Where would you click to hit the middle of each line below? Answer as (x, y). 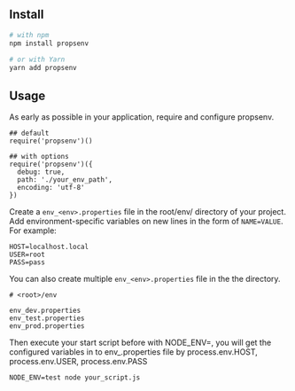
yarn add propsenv (43, 68)
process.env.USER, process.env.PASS (78, 361)
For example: (33, 231)
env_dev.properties (45, 310)
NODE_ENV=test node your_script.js (75, 378)
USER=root (27, 254)
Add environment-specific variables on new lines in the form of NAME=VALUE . (146, 221)
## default (29, 133)
